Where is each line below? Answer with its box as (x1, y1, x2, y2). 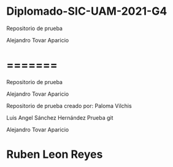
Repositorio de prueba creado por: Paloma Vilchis (6, 102, 132, 109)
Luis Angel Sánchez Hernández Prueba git (6, 114, 113, 121)
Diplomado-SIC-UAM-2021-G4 (6, 4, 167, 18)
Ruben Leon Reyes (6, 147, 103, 161)
